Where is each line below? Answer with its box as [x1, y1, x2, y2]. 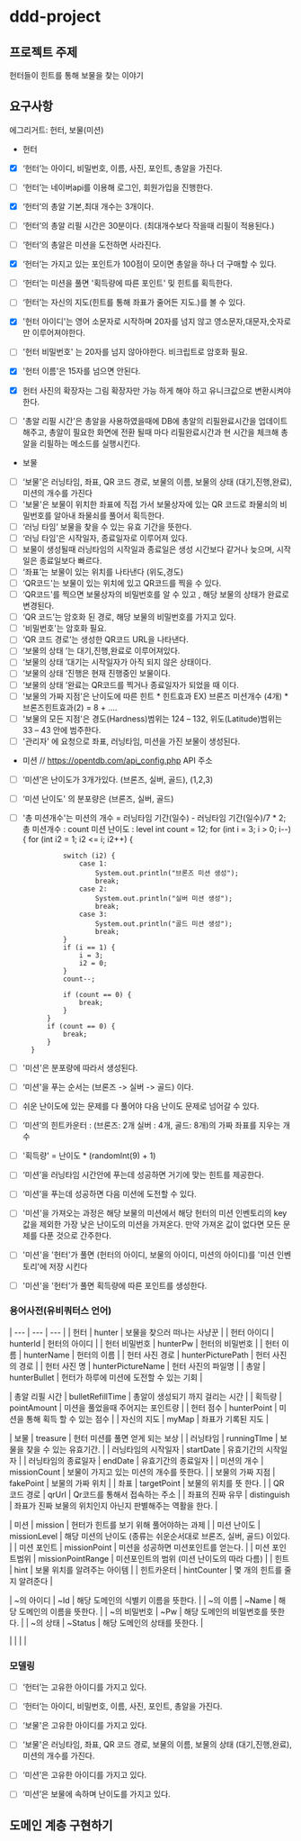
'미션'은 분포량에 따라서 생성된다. [22, 1062, 138, 1073]
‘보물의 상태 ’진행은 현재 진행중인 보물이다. [22, 668, 171, 679]
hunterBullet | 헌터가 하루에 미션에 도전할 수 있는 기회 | [9, 1372, 203, 1383]
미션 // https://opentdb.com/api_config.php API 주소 [22, 755, 213, 766]
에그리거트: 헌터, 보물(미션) [9, 124, 104, 135]
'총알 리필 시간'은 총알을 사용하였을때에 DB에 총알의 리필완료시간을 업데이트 [22, 415, 288, 426]
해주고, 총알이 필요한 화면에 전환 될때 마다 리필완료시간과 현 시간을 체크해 [22, 426, 279, 438]
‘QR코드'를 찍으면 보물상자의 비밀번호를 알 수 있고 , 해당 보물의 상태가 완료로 [22, 589, 289, 600]
